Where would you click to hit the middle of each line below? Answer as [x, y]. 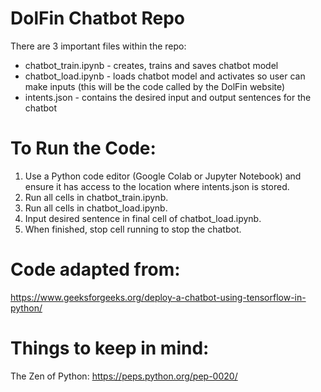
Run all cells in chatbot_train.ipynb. [96, 197]
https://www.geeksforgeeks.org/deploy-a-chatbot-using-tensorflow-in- [158, 297]
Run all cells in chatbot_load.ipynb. [96, 208]
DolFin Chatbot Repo [98, 18]
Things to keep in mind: [110, 348]
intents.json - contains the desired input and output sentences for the [168, 97]
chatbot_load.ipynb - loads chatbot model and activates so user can [165, 76]
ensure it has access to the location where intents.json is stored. [157, 186]
